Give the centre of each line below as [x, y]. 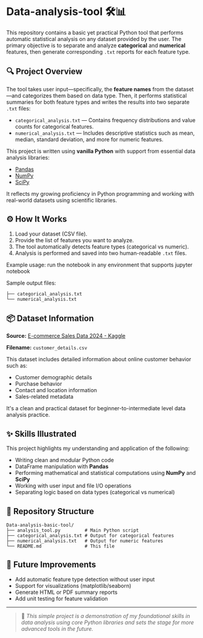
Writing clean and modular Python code [64, 460]
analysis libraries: [28, 157]
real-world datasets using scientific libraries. [62, 200]
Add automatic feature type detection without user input [85, 579]
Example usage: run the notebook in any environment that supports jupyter [99, 265]
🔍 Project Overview [44, 72]
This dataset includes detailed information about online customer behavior [99, 359]
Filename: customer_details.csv [47, 347]
